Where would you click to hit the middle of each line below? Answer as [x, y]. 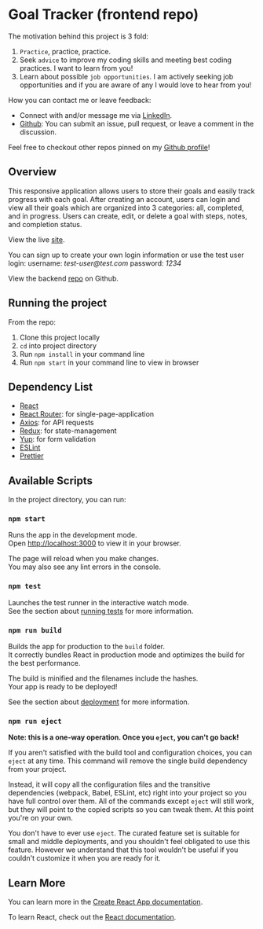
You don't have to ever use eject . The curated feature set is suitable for [124, 833]
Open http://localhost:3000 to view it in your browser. [95, 543]
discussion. [38, 132]
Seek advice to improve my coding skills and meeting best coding [125, 60]
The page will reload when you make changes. [84, 559]
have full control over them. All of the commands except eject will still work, [131, 801]
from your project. [37, 769]
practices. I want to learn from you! [76, 68]
